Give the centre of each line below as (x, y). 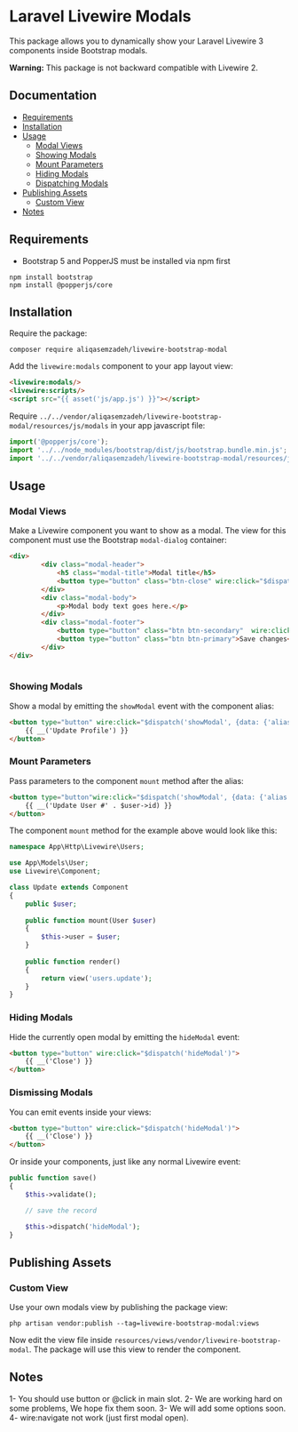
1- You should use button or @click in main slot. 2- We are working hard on (146, 1398)
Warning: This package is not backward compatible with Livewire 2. (134, 68)
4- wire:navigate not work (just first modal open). (99, 1417)
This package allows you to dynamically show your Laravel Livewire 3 (137, 41)
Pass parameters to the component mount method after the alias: (126, 780)
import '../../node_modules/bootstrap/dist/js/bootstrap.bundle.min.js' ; (149, 450)
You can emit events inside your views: (80, 1112)
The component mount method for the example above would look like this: (143, 831)
